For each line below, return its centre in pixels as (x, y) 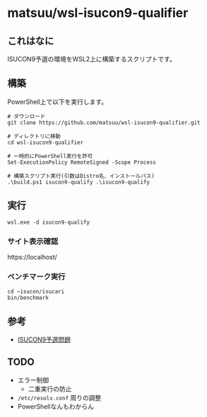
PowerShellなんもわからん (55, 406)
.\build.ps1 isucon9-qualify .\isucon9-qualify (79, 182)
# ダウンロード (26, 116)
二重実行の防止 (50, 389)
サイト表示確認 (33, 241)
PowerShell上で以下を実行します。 (58, 102)
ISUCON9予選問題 (44, 339)
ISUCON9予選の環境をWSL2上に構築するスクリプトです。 (92, 59)
